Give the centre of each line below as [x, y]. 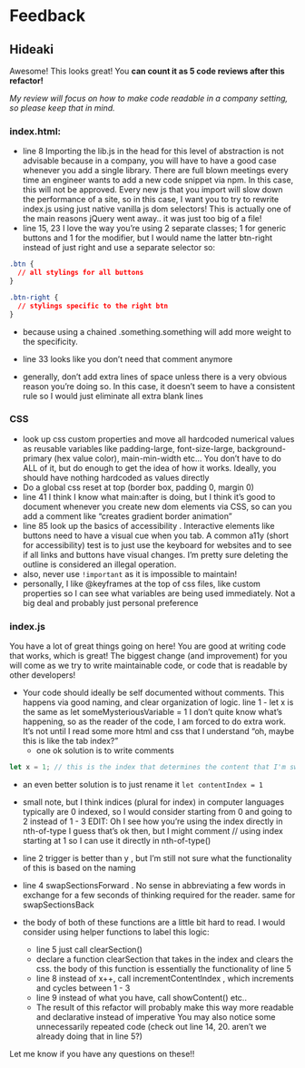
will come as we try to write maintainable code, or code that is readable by [148, 666]
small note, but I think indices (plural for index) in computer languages [153, 802]
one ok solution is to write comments [105, 750]
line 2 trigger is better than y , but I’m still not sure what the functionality [157, 858]
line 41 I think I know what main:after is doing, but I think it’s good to [149, 496]
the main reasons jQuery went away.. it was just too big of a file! [142, 219]
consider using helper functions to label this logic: [116, 932]
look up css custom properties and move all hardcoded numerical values [158, 439]
